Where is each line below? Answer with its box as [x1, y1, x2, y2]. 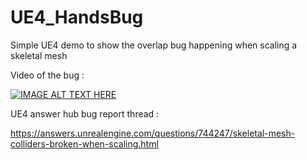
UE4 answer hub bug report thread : [10, 107, 160, 120]
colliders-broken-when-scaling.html [10, 137, 159, 150]
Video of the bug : [10, 69, 85, 81]
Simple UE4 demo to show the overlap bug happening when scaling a [10, 39, 298, 51]
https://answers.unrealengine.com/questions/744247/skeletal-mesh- [10, 127, 296, 139]
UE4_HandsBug [10, 6, 144, 29]
